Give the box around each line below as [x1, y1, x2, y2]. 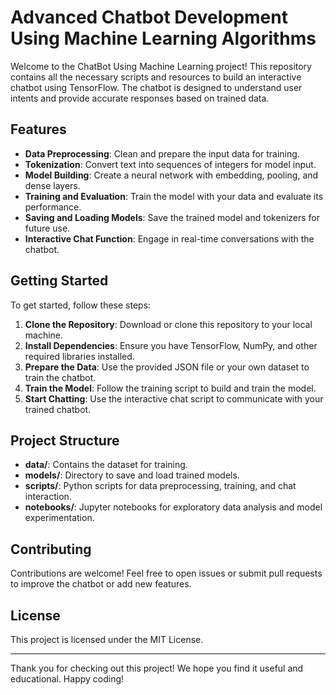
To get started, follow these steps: [10, 299, 152, 311]
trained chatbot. [24, 403, 92, 415]
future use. [24, 222, 71, 234]
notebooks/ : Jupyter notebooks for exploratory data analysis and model [24, 501, 323, 513]
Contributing [10, 541, 92, 558]
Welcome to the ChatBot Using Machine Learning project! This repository [10, 60, 312, 72]
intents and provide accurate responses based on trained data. [10, 92, 270, 104]
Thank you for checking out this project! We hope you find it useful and [10, 662, 304, 674]
